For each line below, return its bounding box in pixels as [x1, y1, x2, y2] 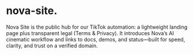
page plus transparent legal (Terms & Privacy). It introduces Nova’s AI [6, 29, 174, 36]
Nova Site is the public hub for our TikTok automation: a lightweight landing [6, 23, 188, 30]
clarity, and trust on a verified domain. [6, 42, 98, 49]
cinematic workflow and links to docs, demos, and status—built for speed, [6, 36, 185, 43]
